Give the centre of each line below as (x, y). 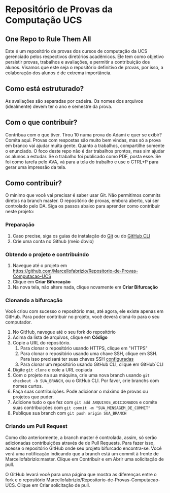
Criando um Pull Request (36, 426)
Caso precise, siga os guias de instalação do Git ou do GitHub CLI (81, 236)
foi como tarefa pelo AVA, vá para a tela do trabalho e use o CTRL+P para (82, 162)
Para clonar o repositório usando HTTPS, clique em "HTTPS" (84, 348)
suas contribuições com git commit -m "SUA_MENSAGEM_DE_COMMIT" (81, 408)
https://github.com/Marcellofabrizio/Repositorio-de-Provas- (75, 271)
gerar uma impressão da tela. (36, 167)
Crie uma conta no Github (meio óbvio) (53, 241)
